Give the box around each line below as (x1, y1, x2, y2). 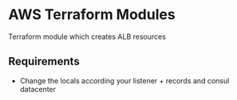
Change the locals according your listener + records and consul (19, 75, 230, 85)
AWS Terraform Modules (8, 6, 176, 24)
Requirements (8, 55, 80, 68)
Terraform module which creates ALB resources (8, 32, 166, 41)
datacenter (19, 84, 57, 94)
